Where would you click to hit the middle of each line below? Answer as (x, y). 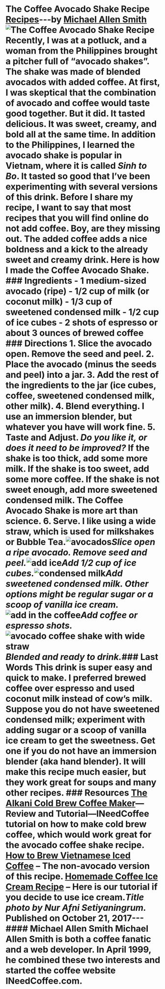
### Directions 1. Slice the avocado (79, 344)
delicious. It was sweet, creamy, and (81, 124)
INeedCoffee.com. (44, 981)
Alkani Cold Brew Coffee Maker (70, 803)
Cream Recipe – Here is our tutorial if (82, 887)
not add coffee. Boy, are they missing (83, 228)
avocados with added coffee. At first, (83, 82)
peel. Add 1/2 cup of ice (71, 563)
